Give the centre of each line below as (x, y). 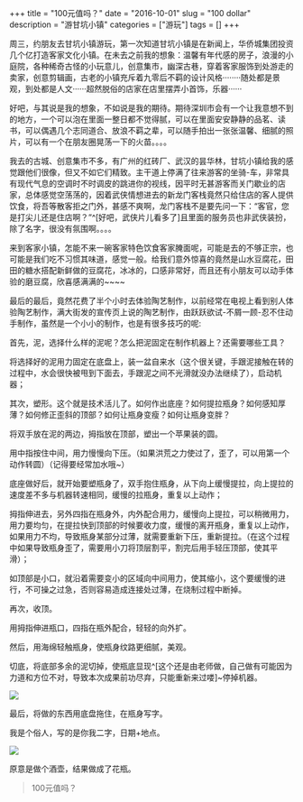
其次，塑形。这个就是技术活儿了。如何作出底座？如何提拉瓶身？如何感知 (143, 403)
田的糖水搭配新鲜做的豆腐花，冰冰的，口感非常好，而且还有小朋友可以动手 (147, 270)
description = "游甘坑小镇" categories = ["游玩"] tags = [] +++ (125, 24)
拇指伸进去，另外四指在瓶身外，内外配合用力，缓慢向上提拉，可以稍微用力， (151, 514)
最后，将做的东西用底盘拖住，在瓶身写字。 (88, 714)
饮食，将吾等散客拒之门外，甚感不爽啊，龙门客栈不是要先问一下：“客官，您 (150, 206)
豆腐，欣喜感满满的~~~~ (79, 281)
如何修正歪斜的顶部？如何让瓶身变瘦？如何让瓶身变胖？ (128, 415)
